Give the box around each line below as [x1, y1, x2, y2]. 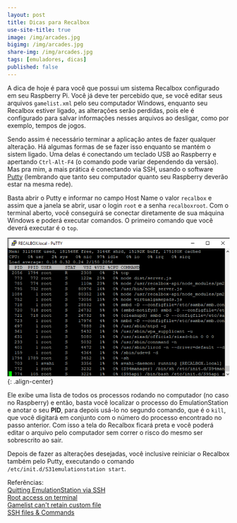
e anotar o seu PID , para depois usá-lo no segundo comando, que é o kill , [7, 406, 226, 414]
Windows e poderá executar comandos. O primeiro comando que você [7, 216, 214, 224]
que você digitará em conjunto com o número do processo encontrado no [7, 413, 222, 421]
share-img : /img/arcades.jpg [7, 49, 93, 56]
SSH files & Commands [7, 508, 75, 517]
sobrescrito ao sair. [7, 435, 63, 444]
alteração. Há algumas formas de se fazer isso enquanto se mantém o [7, 142, 212, 151]
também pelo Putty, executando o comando [7, 457, 135, 465]
